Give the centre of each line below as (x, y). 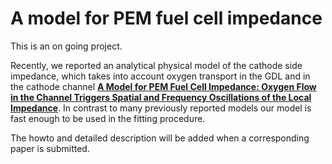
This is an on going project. (66, 46)
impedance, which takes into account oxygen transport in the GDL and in (160, 76)
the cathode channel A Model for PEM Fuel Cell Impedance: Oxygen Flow (163, 86)
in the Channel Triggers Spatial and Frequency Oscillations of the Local (161, 97)
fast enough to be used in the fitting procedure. (108, 118)
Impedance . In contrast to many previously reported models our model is (161, 108)
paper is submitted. (50, 148)
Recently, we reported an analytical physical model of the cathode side (156, 65)
